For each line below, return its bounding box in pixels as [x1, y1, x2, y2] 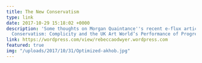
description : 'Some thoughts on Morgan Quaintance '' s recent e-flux [6, 25, 182, 32]
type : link [6, 14, 34, 20]
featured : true [6, 43, 44, 49]
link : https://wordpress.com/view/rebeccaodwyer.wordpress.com [6, 37, 168, 43]
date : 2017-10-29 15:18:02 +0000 [6, 20, 90, 26]
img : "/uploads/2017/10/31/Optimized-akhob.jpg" [6, 48, 130, 54]
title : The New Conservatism [6, 8, 79, 15]
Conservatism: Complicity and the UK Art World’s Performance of [11, 31, 179, 37]
